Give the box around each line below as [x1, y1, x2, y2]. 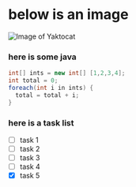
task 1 [19, 135, 39, 144]
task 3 [19, 153, 40, 163]
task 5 [19, 171, 40, 181]
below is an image [8, 6, 129, 24]
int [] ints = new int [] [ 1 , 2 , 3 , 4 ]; [8, 69, 126, 77]
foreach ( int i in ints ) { [8, 84, 93, 92]
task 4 [19, 162, 41, 171]
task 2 [19, 144, 40, 153]
